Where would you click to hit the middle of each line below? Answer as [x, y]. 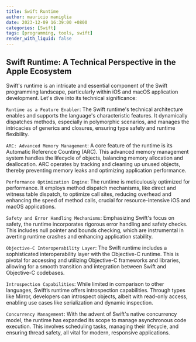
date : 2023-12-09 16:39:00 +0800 [47, 22]
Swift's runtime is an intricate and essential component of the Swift [87, 85]
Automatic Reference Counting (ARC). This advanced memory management [97, 151]
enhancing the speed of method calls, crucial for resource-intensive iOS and [98, 200]
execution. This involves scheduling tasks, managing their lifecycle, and [92, 326]
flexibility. [18, 134]
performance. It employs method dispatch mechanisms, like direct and [91, 188]
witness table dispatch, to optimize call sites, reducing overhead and [89, 194]
